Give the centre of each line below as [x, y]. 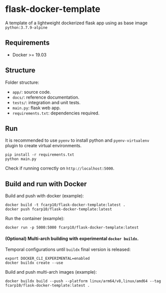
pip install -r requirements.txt [40, 155]
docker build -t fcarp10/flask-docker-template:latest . [65, 205]
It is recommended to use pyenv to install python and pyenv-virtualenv [77, 140]
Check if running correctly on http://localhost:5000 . [60, 168]
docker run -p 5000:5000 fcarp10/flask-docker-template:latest [72, 228]
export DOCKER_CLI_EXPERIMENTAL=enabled [48, 259]
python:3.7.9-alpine [27, 28]
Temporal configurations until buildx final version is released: [68, 249]
